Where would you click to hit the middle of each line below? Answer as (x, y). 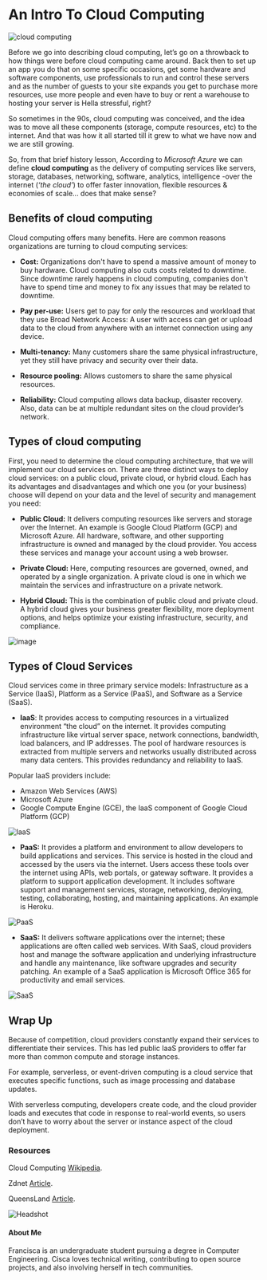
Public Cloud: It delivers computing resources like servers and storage (136, 518)
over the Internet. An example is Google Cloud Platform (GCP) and (128, 527)
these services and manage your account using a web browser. (124, 553)
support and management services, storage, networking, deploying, (131, 890)
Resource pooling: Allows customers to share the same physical (126, 376)
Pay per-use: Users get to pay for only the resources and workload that (137, 311)
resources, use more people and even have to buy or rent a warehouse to (129, 94)
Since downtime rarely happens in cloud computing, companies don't (134, 278)
